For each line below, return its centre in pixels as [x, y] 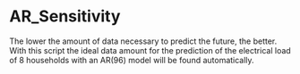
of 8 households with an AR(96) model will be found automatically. [132, 60]
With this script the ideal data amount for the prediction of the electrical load [150, 50]
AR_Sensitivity [65, 16]
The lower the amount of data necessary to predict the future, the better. [143, 41]
